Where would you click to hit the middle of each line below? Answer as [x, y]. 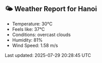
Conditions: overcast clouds [41, 35]
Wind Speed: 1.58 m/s [35, 45]
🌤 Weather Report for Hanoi [51, 9]
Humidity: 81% [27, 40]
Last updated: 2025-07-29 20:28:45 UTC [48, 55]
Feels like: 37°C [28, 29]
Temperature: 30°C [32, 24]
